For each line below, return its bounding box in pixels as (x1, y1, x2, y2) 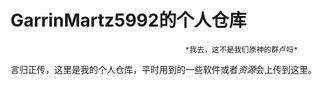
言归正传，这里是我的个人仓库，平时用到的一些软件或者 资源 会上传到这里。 (10, 63, 317, 75)
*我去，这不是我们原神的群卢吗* (184, 44, 298, 55)
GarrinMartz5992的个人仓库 (10, 9, 247, 32)
